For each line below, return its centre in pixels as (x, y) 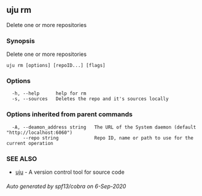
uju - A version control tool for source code (70, 172)
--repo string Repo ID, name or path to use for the (108, 138)
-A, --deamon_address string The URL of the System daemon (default (104, 127)
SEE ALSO (22, 159)
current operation (30, 143)
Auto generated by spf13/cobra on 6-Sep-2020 (66, 186)
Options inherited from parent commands (70, 114)
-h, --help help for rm (49, 94)
